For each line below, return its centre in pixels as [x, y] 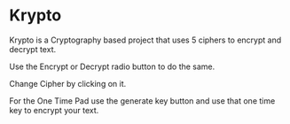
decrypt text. [32, 49]
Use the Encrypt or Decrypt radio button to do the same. [112, 66]
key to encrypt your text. [54, 110]
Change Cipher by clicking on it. [68, 83]
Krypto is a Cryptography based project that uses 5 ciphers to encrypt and [145, 40]
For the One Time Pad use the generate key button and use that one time [142, 101]
